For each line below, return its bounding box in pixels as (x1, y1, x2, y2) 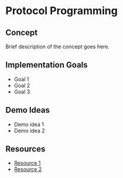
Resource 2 (13, 166, 42, 173)
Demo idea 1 (13, 120, 45, 127)
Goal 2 (13, 82, 30, 89)
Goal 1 (13, 75, 29, 83)
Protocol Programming (5, 4, 118, 18)
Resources (5, 144, 46, 154)
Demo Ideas (5, 105, 50, 115)
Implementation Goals (5, 60, 88, 70)
